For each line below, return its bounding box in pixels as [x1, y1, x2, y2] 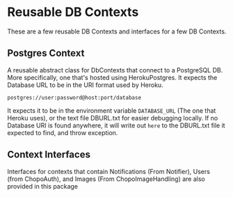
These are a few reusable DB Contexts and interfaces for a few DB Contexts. [7, 27, 227, 36]
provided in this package [7, 182, 79, 190]
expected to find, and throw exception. [7, 128, 118, 136]
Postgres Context [7, 47, 85, 59]
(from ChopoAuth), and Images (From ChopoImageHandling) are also [7, 175, 205, 183]
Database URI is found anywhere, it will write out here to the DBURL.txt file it [7, 121, 225, 129]
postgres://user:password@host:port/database [7, 94, 141, 101]
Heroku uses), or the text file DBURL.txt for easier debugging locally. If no [7, 113, 218, 122]
